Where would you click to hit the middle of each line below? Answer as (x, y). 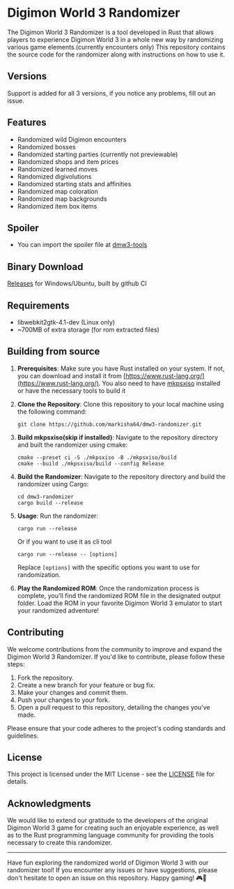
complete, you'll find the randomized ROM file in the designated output (119, 595)
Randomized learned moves (57, 169)
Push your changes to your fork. (63, 700)
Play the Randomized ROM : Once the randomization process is (108, 588)
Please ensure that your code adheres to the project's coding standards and (117, 728)
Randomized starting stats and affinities (74, 184)
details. (18, 782)
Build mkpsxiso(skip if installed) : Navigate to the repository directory (117, 437)
